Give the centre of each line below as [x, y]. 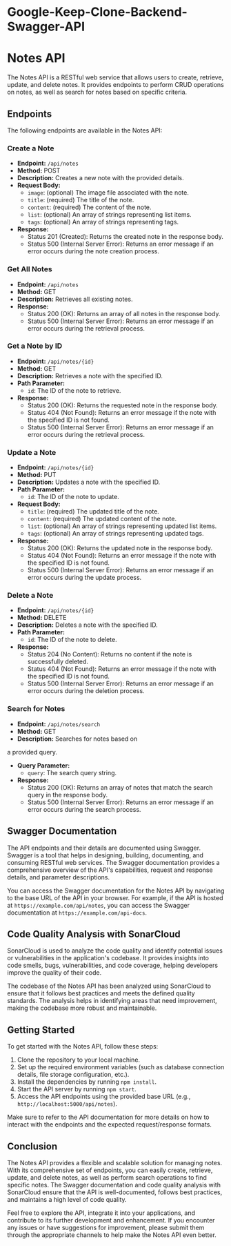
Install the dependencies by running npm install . [87, 1082]
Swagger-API [46, 27]
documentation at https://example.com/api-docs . [77, 913]
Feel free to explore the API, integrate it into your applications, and [101, 1213]
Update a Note [32, 452]
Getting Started [41, 1030]
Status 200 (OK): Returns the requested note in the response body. [123, 405]
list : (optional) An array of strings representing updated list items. [122, 526]
